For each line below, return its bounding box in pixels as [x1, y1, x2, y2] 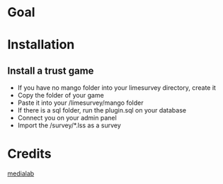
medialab [7, 169, 35, 178]
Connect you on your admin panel [17, 114, 117, 122]
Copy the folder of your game [17, 91, 104, 100]
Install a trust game [7, 64, 94, 76]
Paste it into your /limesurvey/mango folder [17, 98, 144, 107]
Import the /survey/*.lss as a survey [17, 121, 122, 130]
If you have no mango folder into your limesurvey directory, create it [17, 84, 216, 92]
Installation [7, 37, 75, 53]
